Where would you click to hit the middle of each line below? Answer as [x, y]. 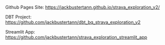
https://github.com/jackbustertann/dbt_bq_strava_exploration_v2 [73, 22]
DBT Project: [18, 17]
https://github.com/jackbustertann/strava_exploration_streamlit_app [76, 37]
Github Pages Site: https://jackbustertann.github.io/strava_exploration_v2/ [83, 7]
